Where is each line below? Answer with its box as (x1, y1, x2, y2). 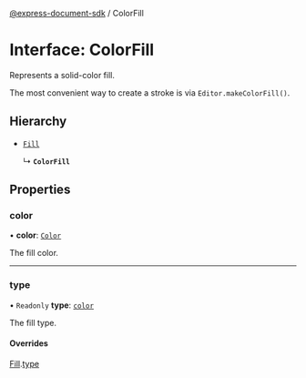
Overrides (9, 338, 48, 349)
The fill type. (9, 317, 57, 328)
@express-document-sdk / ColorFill (9, 8, 144, 18)
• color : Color (9, 230, 62, 240)
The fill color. (9, 248, 59, 259)
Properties (9, 182, 71, 198)
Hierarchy (9, 114, 67, 129)
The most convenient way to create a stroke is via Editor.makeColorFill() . (9, 87, 291, 98)
